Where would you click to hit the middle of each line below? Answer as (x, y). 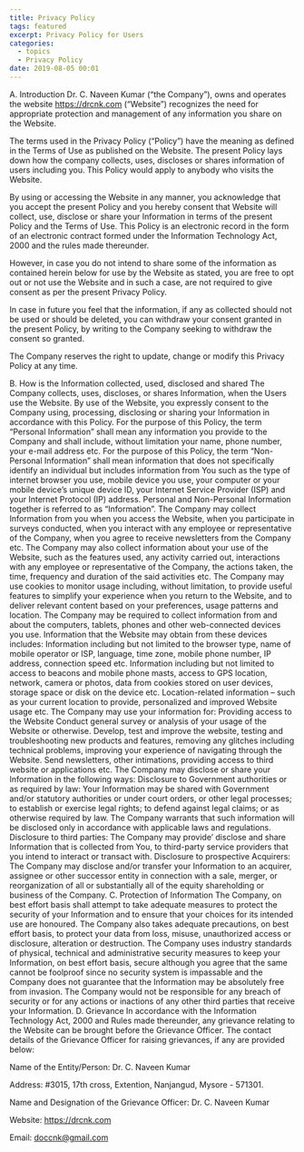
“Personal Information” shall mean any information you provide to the (138, 432)
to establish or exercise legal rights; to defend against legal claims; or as (144, 808)
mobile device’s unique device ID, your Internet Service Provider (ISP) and (147, 489)
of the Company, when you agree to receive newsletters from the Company (151, 538)
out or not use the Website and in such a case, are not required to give (141, 282)
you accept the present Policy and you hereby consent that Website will (143, 206)
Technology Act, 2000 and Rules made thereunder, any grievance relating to (152, 1020)
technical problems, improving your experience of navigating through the (146, 750)
